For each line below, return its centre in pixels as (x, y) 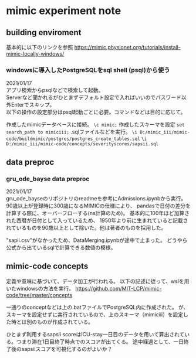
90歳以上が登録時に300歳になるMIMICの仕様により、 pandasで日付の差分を (98, 206)
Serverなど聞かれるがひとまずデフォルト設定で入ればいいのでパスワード (94, 97)
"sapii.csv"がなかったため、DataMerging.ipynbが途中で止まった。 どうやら (97, 240)
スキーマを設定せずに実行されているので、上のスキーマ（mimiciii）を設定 (95, 314)
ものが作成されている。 (65, 322)
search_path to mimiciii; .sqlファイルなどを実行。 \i (72, 132)
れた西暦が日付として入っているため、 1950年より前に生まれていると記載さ (97, 220)
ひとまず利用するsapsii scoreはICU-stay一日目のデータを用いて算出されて (95, 334)
